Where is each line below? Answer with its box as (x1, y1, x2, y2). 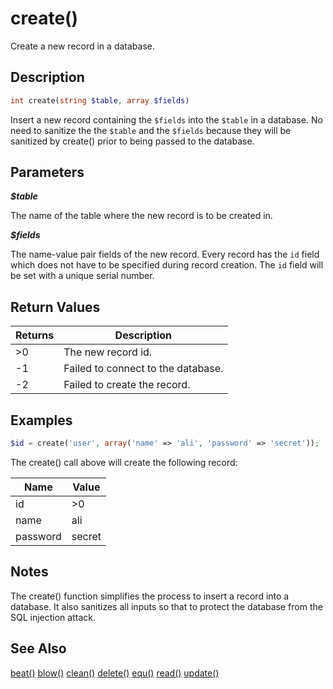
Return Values (10, 298, 101, 316)
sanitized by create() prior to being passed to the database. (10, 135, 255, 147)
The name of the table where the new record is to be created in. (10, 210, 273, 222)
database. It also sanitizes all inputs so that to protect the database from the (10, 600, 323, 612)
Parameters (10, 164, 85, 181)
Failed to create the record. (63, 378, 191, 392)
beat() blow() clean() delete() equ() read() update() (10, 667, 220, 679)
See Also (10, 640, 67, 657)
